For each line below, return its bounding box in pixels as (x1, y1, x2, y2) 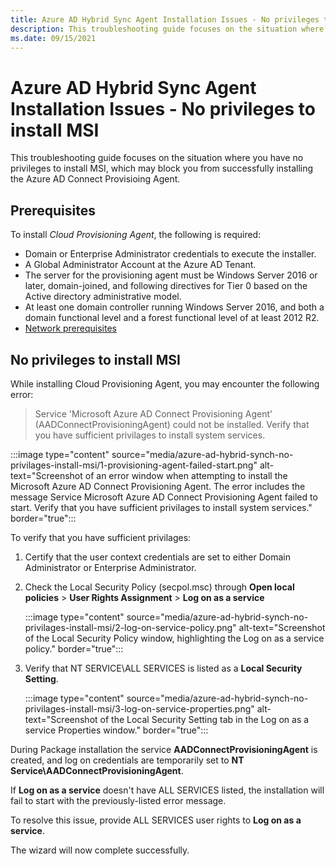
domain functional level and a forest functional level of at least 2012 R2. (24, 312, 320, 324)
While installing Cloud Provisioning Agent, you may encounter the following (10, 377, 320, 390)
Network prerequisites (24, 322, 117, 335)
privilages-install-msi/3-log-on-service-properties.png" (24, 702, 255, 715)
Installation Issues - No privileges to (10, 97, 316, 120)
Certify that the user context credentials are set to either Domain (24, 551, 291, 563)
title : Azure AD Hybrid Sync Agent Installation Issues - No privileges (10, 14, 320, 25)
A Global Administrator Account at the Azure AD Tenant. (24, 259, 257, 271)
